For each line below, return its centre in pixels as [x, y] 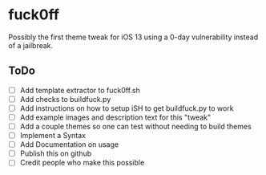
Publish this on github [56, 153]
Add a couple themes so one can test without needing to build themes [136, 126]
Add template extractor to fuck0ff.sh [80, 90]
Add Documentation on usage [69, 144]
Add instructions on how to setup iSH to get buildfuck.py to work [127, 108]
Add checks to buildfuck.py [65, 99]
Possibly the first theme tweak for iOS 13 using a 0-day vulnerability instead [133, 37]
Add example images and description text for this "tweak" [115, 117]
